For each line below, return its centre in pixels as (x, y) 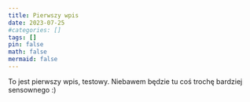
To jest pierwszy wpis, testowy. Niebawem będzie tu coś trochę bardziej (125, 81)
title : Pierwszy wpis (44, 15)
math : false (28, 52)
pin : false (26, 45)
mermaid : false (33, 60)
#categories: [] (35, 30)
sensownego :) (32, 89)
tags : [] (22, 37)
